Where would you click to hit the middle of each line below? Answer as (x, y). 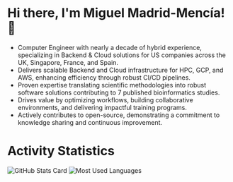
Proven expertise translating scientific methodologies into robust (112, 85)
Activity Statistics (61, 151)
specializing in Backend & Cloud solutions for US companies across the (122, 55)
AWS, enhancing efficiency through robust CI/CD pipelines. (104, 77)
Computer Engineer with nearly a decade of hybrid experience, (109, 47)
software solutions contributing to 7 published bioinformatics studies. (119, 92)
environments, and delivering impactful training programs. (102, 107)
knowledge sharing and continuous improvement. (90, 122)
